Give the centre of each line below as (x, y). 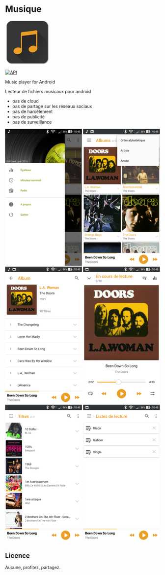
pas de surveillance (32, 122)
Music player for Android (30, 82)
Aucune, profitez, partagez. (33, 568)
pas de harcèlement (32, 111)
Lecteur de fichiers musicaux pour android (48, 91)
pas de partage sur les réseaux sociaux (52, 106)
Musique (23, 9)
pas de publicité (28, 116)
